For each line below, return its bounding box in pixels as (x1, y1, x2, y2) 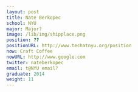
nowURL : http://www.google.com (6, 54, 86, 60)
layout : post (6, 8, 40, 15)
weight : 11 (6, 76, 34, 82)
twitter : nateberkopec (6, 59, 64, 65)
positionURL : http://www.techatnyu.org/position (6, 43, 132, 49)
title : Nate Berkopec (6, 15, 61, 21)
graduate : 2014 (6, 71, 45, 77)
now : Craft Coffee (6, 48, 53, 54)
